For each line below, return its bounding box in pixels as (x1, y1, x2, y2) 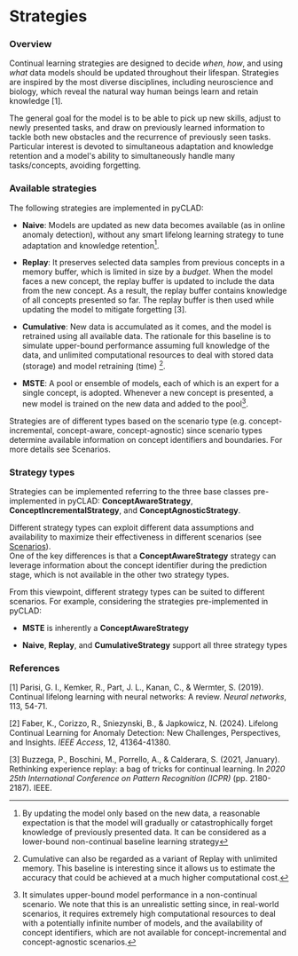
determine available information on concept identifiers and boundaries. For (9, 434, 283, 445)
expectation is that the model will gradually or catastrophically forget (21, 818, 273, 828)
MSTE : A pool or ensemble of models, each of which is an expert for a (21, 378, 279, 389)
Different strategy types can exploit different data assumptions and (9, 522, 255, 533)
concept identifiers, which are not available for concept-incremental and (21, 928, 286, 938)
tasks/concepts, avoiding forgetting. (9, 160, 142, 170)
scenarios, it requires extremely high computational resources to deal (21, 908, 277, 920)
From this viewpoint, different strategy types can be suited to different (9, 587, 265, 597)
